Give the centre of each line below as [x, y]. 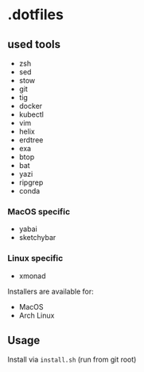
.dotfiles [36, 15]
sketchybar [37, 238]
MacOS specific [39, 211]
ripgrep [31, 182]
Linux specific [35, 258]
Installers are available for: [51, 291]
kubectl [31, 114]
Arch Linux [37, 315]
